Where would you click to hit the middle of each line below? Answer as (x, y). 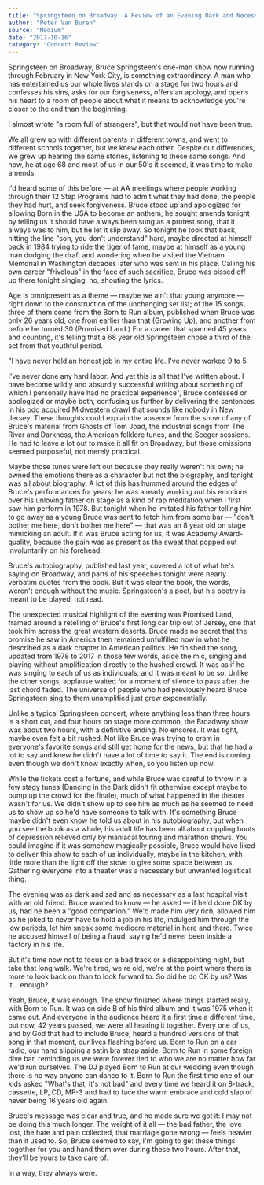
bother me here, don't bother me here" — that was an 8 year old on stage (127, 525)
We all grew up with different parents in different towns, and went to (118, 139)
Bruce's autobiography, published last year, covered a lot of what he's (121, 566)
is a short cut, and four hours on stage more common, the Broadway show (128, 722)
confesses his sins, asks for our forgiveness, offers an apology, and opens (128, 92)
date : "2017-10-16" (40, 37)
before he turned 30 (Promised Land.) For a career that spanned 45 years (127, 329)
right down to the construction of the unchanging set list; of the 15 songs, (127, 304)
